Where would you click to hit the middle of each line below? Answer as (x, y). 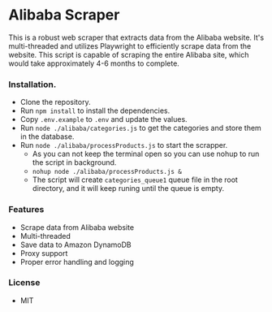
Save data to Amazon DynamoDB (76, 245)
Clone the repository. (55, 102)
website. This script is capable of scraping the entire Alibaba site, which (129, 54)
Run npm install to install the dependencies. (95, 110)
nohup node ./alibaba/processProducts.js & (107, 172)
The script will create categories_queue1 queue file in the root (135, 180)
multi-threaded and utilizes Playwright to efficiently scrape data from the (130, 45)
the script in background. (74, 162)
